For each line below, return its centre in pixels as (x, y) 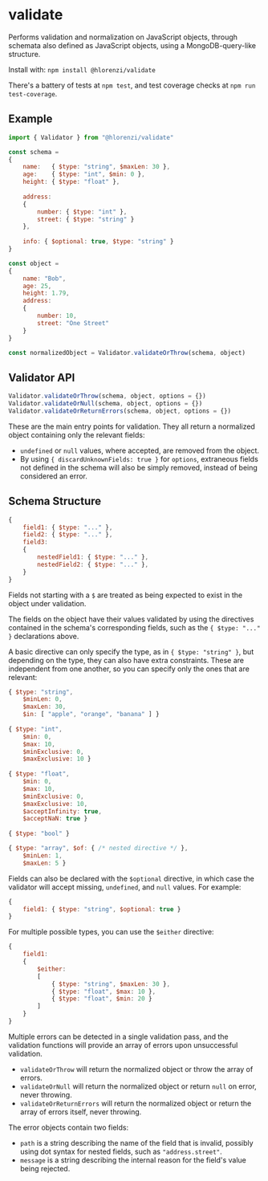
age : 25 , (37, 286)
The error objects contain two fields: (69, 1127)
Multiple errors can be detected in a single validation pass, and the (118, 1036)
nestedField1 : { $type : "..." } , (93, 557)
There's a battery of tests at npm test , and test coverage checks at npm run (132, 85)
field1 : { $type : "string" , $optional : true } (102, 909)
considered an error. (54, 476)
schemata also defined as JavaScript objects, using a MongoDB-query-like (132, 45)
